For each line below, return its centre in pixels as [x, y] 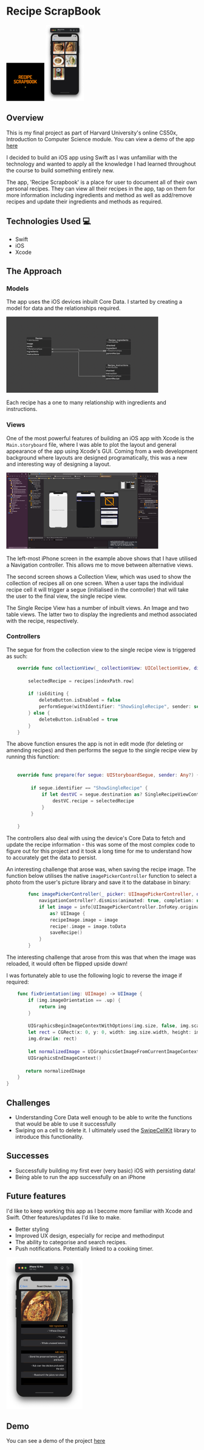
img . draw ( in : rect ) [53, 1039]
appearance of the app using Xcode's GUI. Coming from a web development [102, 451]
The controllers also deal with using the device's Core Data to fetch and [96, 838]
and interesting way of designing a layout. [59, 464]
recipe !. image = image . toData [88, 926]
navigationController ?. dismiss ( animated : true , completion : [116, 901]
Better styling [32, 1229]
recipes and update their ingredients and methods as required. [84, 201]
